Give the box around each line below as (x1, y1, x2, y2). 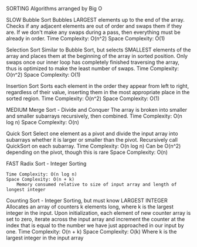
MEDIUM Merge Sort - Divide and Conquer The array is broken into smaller (6, 107, 188, 113)
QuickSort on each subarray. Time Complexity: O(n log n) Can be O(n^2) (6, 143, 181, 149)
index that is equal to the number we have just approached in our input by (6, 222, 184, 229)
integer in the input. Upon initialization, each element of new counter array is (6, 210, 191, 216)
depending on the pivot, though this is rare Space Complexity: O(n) (6, 149, 168, 156)
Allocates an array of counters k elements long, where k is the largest (6, 203, 174, 210)
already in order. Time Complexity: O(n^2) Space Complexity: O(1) (6, 35, 165, 42)
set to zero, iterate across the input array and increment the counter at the (6, 216, 185, 222)
